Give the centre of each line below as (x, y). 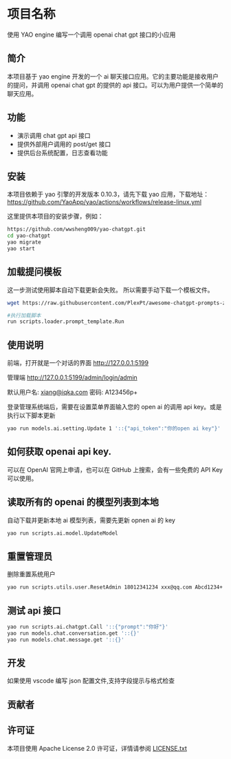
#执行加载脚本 (24, 315)
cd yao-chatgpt (29, 236)
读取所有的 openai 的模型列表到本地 (83, 502)
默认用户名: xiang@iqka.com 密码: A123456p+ (73, 392)
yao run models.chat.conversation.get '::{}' (73, 633)
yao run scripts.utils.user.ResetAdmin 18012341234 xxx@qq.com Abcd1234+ (115, 587)
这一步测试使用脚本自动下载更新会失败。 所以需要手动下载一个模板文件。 (110, 290)
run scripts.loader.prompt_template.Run (66, 322)
